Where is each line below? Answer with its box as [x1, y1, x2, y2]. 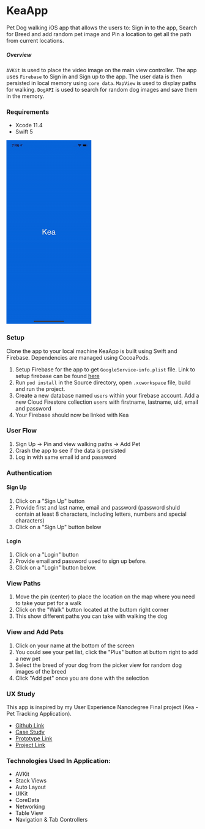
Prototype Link [15, 735, 53, 742]
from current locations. [6, 37, 64, 44]
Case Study [15, 729, 45, 736]
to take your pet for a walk [15, 600, 81, 607]
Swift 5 [15, 128, 34, 135]
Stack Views [15, 777, 47, 784]
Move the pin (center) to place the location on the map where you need [15, 593, 195, 600]
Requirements [6, 108, 50, 116]
